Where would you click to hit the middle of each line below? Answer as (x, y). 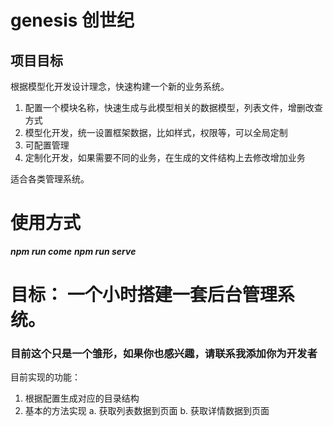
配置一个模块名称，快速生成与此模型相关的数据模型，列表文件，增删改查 (173, 107)
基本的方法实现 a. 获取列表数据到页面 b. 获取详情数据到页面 (147, 411)
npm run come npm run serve (73, 251)
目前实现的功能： (45, 377)
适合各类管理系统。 (50, 179)
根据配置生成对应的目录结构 (82, 398)
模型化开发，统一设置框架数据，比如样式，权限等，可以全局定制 (156, 132)
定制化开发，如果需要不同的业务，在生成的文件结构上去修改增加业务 (165, 157)
